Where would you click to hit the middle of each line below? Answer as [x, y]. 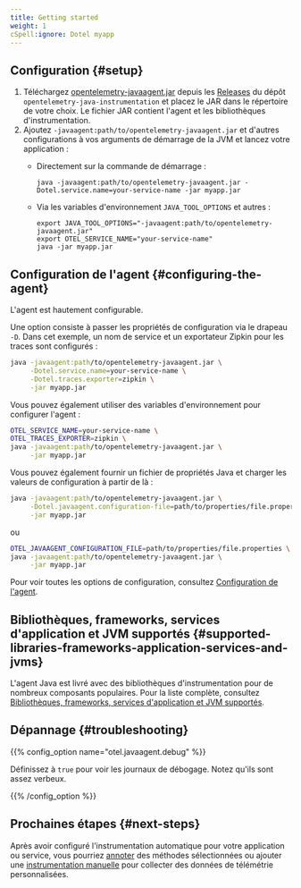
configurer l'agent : [46, 414]
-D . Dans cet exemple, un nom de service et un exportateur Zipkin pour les [147, 337]
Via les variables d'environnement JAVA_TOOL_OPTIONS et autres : [154, 207]
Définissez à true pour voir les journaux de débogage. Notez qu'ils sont [142, 769]
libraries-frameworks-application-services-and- [149, 648]
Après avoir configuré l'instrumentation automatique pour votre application [147, 845]
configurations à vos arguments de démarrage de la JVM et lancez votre [156, 140]
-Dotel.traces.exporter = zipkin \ [92, 379]
